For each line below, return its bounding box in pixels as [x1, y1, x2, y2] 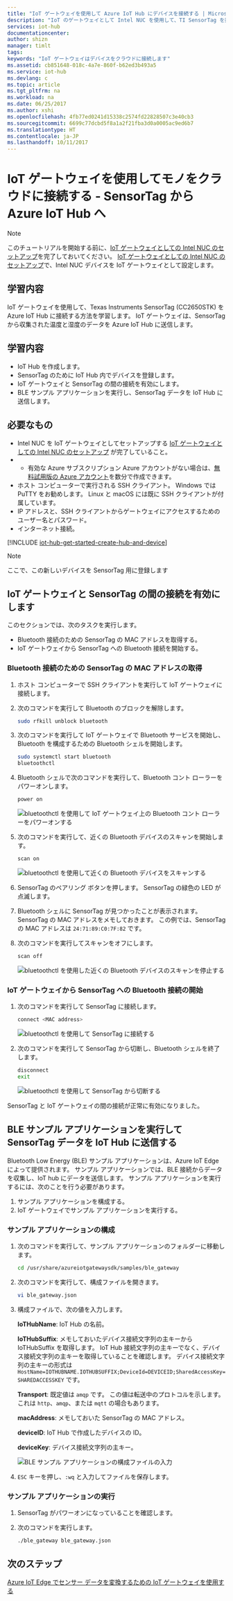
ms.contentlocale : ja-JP [7, 132, 79, 139]
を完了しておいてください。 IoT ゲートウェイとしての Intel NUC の [37, 252, 225, 261]
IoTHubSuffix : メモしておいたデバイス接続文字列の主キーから [17, 1335, 193, 1343]
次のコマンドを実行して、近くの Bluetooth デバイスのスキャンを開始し [17, 833, 218, 841]
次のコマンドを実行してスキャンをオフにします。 [17, 939, 157, 947]
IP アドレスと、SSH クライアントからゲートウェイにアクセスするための [17, 507, 221, 515]
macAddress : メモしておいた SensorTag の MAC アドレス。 [17, 1413, 189, 1422]
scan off [17, 952, 43, 959]
